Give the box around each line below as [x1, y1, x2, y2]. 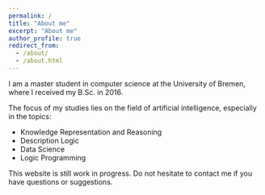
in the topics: [8, 111, 52, 121]
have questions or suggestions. [8, 176, 113, 186]
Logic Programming [19, 152, 86, 162]
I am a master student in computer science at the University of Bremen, [8, 78, 246, 89]
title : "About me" [8, 19, 70, 27]
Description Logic [19, 135, 79, 145]
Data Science [19, 144, 65, 154]
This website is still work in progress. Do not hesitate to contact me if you [8, 168, 253, 178]
